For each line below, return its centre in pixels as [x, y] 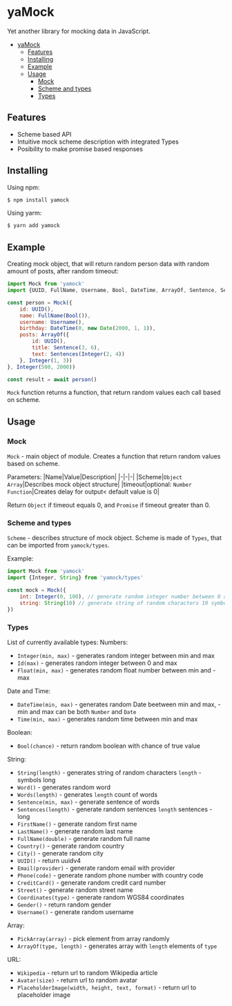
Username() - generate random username [76, 911]
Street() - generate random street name [75, 890]
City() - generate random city [60, 853]
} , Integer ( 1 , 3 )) [46, 360]
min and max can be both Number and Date [77, 711]
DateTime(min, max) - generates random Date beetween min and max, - [119, 704]
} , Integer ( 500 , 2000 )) [41, 367]
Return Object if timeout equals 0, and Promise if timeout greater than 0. [109, 505]
